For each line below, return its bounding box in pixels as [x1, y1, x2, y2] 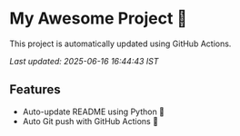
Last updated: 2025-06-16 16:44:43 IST [9, 55, 159, 66]
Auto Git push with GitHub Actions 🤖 [22, 115, 159, 126]
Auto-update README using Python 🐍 [22, 106, 165, 117]
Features [9, 82, 61, 98]
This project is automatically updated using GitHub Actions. [9, 38, 232, 49]
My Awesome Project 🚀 [9, 8, 188, 29]
